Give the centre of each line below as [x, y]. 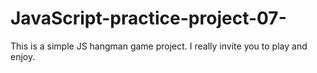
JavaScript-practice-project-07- [148, 18]
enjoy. [23, 56]
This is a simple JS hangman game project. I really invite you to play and [159, 46]
